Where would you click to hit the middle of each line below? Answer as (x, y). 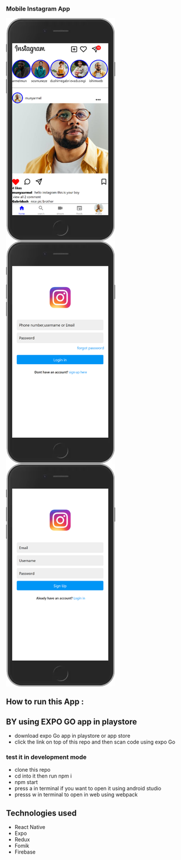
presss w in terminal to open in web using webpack (76, 795)
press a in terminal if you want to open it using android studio (88, 789)
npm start (26, 782)
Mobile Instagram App (38, 9)
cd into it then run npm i (43, 776)
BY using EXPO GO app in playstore (72, 722)
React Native (30, 827)
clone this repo (32, 770)
